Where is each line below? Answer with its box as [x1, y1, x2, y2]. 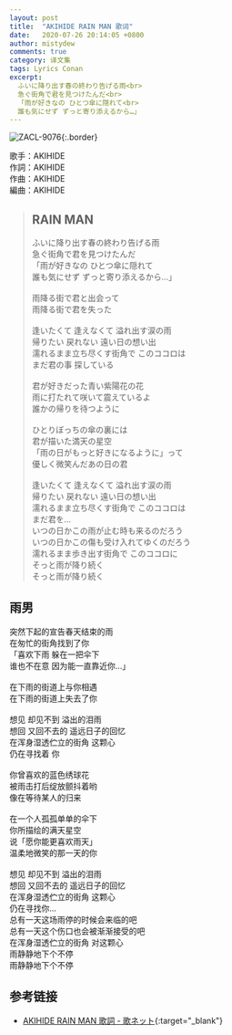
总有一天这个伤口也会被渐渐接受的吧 [9, 925, 146, 936]
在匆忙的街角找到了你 [9, 637, 89, 648]
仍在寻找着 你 [9, 747, 60, 758]
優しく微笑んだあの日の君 [31, 458, 128, 470]
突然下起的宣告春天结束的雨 [9, 626, 114, 637]
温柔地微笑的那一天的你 [9, 847, 97, 858]
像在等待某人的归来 [9, 791, 82, 803]
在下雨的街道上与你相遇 [9, 681, 97, 692]
